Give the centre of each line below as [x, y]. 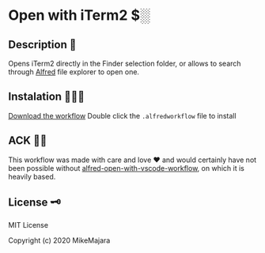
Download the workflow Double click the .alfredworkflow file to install [122, 115]
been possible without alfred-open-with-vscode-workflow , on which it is [127, 168]
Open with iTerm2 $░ [79, 15]
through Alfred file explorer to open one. [74, 72]
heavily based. [32, 176]
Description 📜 [42, 45]
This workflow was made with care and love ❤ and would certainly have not [132, 160]
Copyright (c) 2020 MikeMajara [59, 240]
